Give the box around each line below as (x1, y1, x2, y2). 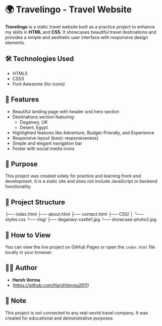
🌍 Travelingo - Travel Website (5, 4, 132, 15)
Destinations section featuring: (12, 114, 75, 120)
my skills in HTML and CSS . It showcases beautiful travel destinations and (5, 29, 157, 35)
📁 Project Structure (5, 198, 65, 206)
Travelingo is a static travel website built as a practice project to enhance (5, 23, 155, 30)
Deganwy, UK (19, 119, 48, 125)
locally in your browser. (5, 249, 53, 255)
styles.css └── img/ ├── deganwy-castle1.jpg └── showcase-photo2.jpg (5, 217, 157, 223)
